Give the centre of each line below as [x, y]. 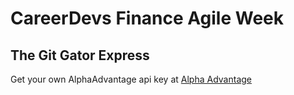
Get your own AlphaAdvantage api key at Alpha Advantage [131, 79]
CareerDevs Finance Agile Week [147, 18]
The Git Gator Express [80, 55]
